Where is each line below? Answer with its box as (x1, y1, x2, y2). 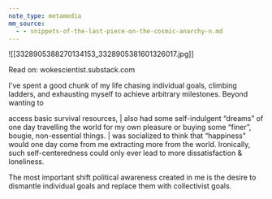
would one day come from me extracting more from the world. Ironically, (8, 140, 251, 149)
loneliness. (8, 157, 45, 167)
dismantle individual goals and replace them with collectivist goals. (8, 181, 232, 191)
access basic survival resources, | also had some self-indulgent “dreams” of (8, 114, 264, 123)
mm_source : (8, 19, 45, 28)
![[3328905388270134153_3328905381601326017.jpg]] (8, 50, 194, 59)
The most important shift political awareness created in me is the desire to (8, 172, 257, 183)
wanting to (8, 98, 45, 108)
